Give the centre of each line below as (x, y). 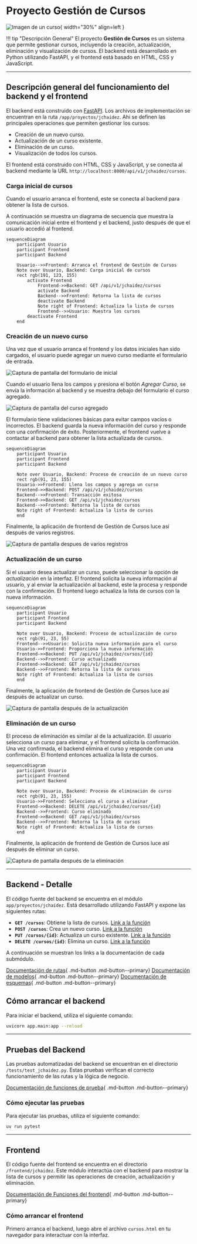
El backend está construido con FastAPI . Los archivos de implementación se (98, 110)
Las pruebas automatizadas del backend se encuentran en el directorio (92, 1064)
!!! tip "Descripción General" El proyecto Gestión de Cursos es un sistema (95, 38)
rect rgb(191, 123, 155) (47, 276)
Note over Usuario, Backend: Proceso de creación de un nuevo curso (102, 474)
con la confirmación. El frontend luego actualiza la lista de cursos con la (93, 591)
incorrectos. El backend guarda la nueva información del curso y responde (96, 426)
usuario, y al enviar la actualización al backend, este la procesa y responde (97, 584)
